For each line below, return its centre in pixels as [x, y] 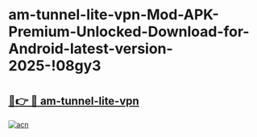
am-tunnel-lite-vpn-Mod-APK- [114, 15]
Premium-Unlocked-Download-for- [129, 32]
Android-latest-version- [91, 49]
